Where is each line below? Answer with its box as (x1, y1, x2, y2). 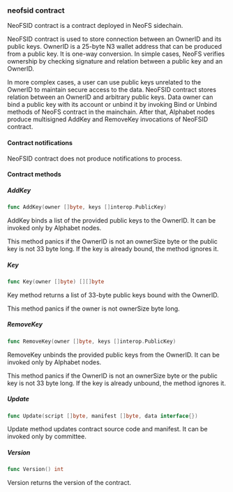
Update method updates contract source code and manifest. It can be (7, 425, 208, 433)
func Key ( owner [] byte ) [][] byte (7, 278, 105, 285)
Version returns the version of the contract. (7, 479, 131, 487)
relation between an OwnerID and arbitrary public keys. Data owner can (7, 93, 213, 101)
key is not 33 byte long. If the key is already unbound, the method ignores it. (7, 379, 227, 387)
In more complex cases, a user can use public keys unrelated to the (7, 78, 202, 87)
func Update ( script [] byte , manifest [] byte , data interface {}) (7, 412, 198, 419)
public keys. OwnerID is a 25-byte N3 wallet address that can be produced (7, 43, 222, 51)
